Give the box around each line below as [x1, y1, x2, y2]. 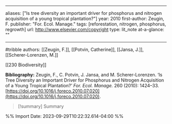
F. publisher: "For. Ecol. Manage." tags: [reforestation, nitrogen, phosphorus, [5, 21, 166, 27]
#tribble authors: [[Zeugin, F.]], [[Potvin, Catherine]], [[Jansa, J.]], [5, 46, 144, 53]
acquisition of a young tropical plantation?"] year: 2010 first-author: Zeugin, [5, 16, 165, 21]
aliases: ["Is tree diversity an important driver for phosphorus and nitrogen [5, 10, 162, 16]
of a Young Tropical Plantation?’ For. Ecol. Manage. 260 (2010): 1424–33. [5, 83, 160, 88]
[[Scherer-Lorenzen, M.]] [5, 52, 58, 58]
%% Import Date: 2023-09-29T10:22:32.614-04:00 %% [5, 113, 124, 119]
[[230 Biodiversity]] [5, 62, 47, 68]
